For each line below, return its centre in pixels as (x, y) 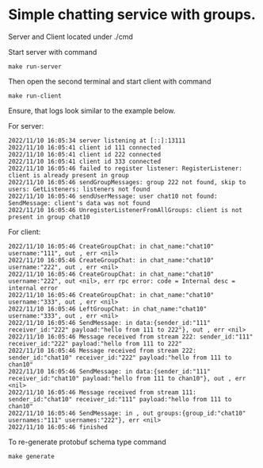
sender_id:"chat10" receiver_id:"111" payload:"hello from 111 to (120, 399)
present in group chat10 (49, 217)
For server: (26, 126)
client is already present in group (69, 175)
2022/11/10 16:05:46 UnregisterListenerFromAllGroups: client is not (126, 210)
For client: (25, 231)
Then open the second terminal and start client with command (110, 81)
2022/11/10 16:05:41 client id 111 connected (84, 147)
